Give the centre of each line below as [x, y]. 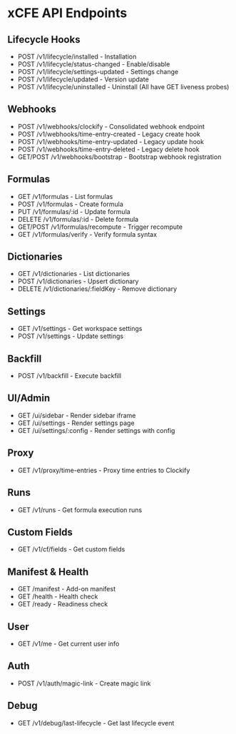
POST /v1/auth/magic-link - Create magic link [84, 683]
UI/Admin [29, 398]
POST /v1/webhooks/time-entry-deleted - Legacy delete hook [108, 149]
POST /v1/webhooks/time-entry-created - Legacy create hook [109, 134]
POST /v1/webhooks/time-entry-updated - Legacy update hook [111, 141]
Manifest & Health [48, 572]
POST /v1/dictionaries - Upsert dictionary [78, 281]
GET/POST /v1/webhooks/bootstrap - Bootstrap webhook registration [119, 157]
